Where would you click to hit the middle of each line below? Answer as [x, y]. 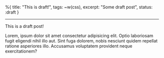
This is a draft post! [24, 26]
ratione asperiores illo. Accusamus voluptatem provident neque [69, 46]
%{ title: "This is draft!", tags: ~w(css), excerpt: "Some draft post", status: [79, 7]
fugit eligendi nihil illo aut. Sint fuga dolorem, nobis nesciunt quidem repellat [81, 41]
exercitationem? [21, 51]
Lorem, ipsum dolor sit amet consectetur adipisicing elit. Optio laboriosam [79, 36]
